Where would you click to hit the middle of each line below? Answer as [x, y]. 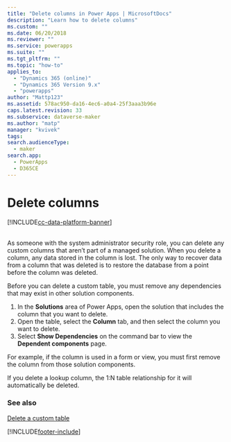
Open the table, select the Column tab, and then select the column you [119, 321]
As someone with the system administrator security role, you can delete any [116, 243]
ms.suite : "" [26, 53]
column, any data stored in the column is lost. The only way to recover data [114, 257]
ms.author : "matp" [34, 123]
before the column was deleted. [53, 272]
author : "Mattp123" [35, 98]
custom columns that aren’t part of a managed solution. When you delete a [114, 250]
